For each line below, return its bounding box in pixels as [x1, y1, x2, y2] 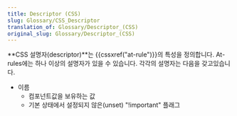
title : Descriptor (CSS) [7, 10, 81, 18]
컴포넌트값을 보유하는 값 [28, 92, 96, 100]
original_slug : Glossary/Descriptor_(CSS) [7, 30, 135, 37]
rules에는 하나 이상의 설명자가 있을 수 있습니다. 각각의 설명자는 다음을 [7, 59, 201, 68]
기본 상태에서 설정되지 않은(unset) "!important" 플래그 [28, 100, 180, 110]
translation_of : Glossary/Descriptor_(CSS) [7, 23, 139, 30]
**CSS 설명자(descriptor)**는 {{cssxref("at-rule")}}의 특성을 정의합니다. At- [7, 50, 226, 59]
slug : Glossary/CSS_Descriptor [7, 17, 100, 24]
